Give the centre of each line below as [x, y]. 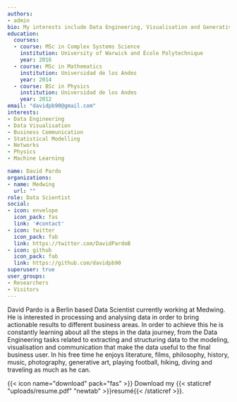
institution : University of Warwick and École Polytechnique [111, 54]
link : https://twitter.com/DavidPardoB [72, 243]
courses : [26, 40]
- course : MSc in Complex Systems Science [77, 47]
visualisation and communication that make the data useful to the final [109, 347]
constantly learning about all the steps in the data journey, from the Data [112, 332]
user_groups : [26, 276]
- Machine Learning [36, 159]
